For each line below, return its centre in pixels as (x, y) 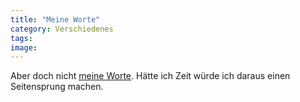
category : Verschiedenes (62, 29)
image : (24, 47)
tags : (21, 38)
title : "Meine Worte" (55, 19)
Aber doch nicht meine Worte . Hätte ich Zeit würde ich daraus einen (150, 76)
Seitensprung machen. (57, 87)
